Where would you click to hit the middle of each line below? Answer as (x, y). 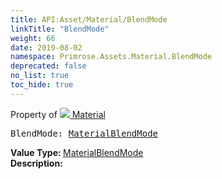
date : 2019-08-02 (46, 47)
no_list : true (40, 76)
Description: (36, 163)
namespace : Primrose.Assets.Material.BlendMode (111, 57)
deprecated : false (48, 66)
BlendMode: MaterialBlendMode (84, 133)
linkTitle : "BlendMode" (60, 29)
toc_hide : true (42, 85)
